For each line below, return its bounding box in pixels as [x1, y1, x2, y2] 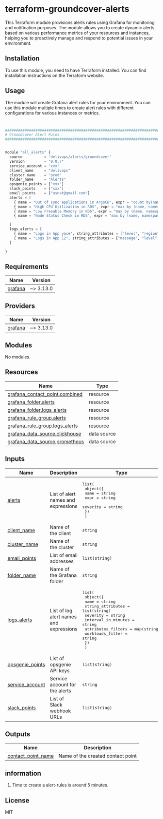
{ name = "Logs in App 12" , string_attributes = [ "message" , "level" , [14, 235, 160, 241]
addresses [49, 558, 74, 565]
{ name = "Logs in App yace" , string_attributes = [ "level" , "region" [14, 231, 160, 236]
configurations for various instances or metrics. [5, 110, 100, 115]
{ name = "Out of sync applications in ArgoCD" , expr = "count [14, 200, 145, 205]
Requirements [5, 262, 49, 271]
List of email [49, 552, 78, 558]
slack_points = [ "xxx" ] [9, 186, 64, 191]
